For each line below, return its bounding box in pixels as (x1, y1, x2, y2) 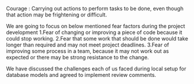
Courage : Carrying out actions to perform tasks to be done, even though (6, 5, 184, 12)
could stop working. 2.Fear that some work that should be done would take (6, 35, 189, 42)
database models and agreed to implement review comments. (6, 72, 156, 78)
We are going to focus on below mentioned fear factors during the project (6, 23, 186, 29)
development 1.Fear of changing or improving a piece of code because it (6, 29, 183, 36)
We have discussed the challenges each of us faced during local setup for (6, 65, 187, 72)
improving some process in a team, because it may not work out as (6, 48, 169, 55)
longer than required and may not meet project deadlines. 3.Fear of (6, 41, 169, 48)
